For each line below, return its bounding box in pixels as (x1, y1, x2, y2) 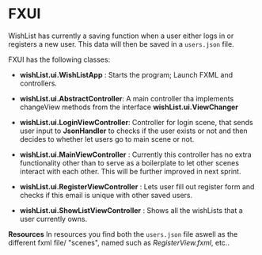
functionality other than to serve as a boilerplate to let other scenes (19, 158, 240, 167)
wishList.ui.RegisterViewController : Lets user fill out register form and (19, 181, 255, 191)
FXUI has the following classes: (8, 55, 111, 64)
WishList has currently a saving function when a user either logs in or (8, 31, 234, 40)
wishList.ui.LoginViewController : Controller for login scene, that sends (19, 117, 253, 127)
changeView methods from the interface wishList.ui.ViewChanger (19, 102, 239, 112)
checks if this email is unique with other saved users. (19, 190, 193, 200)
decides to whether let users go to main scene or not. (19, 134, 195, 143)
